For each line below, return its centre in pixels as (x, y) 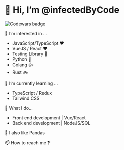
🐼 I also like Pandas (25, 132)
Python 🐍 (22, 59)
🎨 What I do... (19, 108)
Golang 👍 (23, 65)
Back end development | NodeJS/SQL (51, 123)
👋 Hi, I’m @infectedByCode (62, 10)
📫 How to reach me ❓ (28, 142)
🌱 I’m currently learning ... (32, 83)
